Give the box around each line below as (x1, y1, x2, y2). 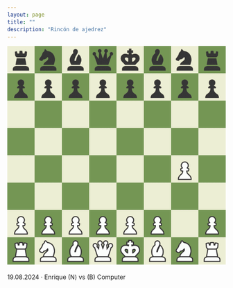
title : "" (7, 18, 36, 26)
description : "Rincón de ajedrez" (7, 26, 107, 33)
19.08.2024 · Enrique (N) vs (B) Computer (7, 273, 126, 281)
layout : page (7, 11, 45, 18)
